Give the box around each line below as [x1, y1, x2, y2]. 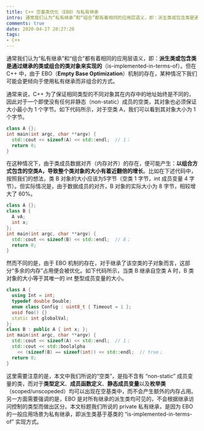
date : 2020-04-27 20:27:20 [6, 26, 75, 32]
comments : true [6, 20, 45, 26]
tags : [6, 32, 20, 38]
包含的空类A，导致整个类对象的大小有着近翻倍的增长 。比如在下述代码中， [11, 167, 197, 175]
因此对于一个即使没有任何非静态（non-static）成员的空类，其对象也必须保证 [6, 98, 197, 105]
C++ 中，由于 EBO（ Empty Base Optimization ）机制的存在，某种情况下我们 [6, 70, 197, 77]
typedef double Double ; [12, 298, 72, 304]
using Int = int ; [12, 293, 56, 299]
